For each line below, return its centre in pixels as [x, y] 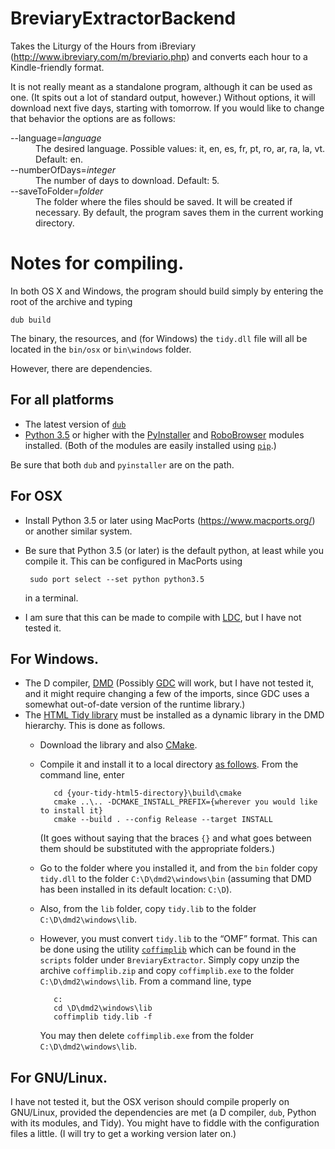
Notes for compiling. [97, 263]
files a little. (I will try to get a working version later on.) [123, 1134]
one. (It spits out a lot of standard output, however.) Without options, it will [163, 97]
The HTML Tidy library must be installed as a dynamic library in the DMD [174, 715]
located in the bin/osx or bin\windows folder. [101, 349]
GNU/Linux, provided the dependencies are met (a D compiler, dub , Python [163, 1113]
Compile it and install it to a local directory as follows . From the [169, 764]
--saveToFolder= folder [57, 191]
